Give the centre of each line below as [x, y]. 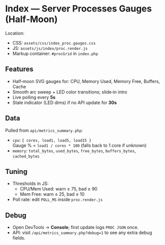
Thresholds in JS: [30, 183]
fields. [19, 238]
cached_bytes [26, 156]
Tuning [16, 171]
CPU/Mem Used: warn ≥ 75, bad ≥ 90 [58, 189]
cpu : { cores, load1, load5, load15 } [52, 140]
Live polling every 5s [34, 97]
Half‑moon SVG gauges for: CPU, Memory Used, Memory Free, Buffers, [86, 81]
